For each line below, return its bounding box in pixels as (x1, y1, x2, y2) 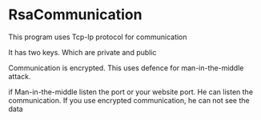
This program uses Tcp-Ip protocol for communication (8, 32, 187, 42)
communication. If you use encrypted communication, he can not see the (8, 95, 250, 105)
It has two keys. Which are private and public (8, 47, 157, 57)
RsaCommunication (8, 6, 143, 24)
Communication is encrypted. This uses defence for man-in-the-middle (8, 62, 244, 73)
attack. (8, 71, 31, 81)
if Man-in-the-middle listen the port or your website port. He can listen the (8, 86, 254, 97)
